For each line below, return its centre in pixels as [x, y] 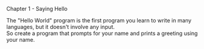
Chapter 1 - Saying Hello [37, 9]
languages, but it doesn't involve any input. [61, 27]
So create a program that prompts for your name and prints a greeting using [102, 33]
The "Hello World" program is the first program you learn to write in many [99, 20]
